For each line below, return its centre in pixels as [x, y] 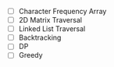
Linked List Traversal [52, 29]
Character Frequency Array [62, 11]
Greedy [31, 55]
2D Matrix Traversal [50, 20]
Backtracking [40, 37]
